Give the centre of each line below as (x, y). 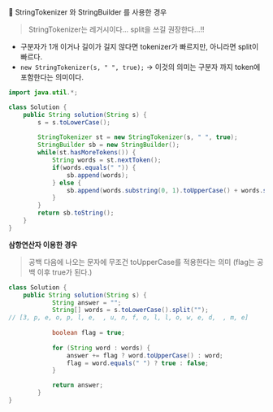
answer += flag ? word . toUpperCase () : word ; (145, 355)
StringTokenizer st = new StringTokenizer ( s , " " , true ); (138, 137)
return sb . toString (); (76, 213)
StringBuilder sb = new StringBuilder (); (109, 145)
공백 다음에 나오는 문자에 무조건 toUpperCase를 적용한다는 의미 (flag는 (142, 262)
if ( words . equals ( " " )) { (94, 167)
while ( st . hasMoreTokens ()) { (87, 153)
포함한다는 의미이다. (52, 77)
